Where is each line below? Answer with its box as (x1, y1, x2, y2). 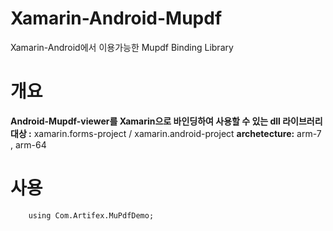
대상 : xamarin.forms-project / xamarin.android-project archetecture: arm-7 (10, 127, 322, 139)
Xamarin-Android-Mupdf (10, 7, 223, 30)
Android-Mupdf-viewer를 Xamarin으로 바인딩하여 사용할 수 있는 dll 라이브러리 (10, 115, 323, 127)
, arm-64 (10, 138, 47, 151)
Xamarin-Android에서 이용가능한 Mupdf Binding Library (10, 41, 234, 53)
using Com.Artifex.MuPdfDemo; (28, 210, 155, 221)
